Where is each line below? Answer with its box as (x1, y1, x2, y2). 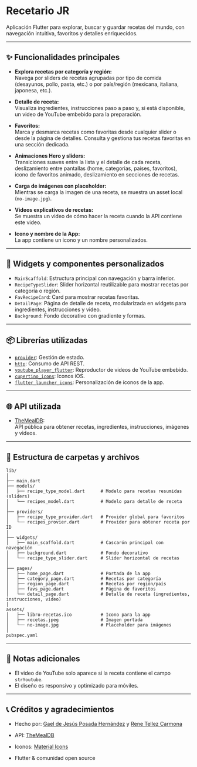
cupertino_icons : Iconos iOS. (14, 372, 85, 380)
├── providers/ (6, 509, 43, 515)
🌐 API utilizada (6, 401, 62, 411)
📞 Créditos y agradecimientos (6, 705, 114, 715)
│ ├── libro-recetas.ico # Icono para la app (6, 612, 151, 618)
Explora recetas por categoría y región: (14, 68, 113, 75)
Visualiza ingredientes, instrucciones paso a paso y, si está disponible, (14, 104, 185, 111)
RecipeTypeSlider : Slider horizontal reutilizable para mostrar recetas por (14, 281, 189, 288)
